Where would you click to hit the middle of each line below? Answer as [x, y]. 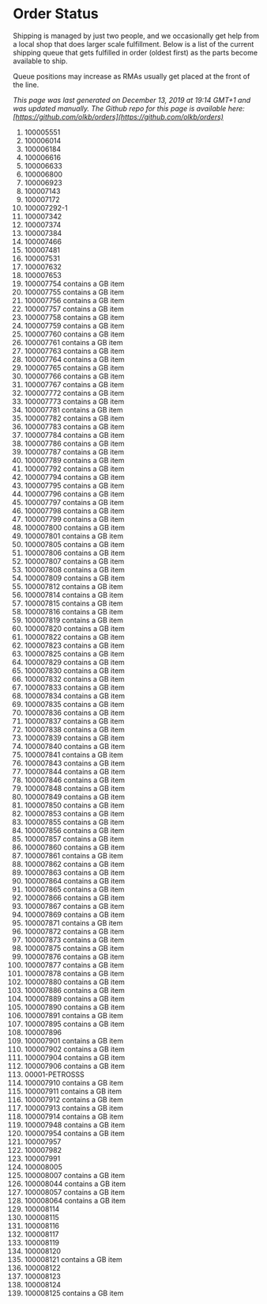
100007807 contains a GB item [74, 561]
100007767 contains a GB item [74, 384]
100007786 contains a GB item [74, 443]
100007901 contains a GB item [74, 1040]
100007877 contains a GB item [74, 965]
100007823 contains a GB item [74, 645]
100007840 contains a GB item [75, 746]
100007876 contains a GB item [74, 956]
